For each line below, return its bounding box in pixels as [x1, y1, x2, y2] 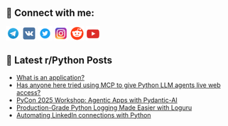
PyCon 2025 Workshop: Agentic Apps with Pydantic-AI [16, 96, 178, 104]
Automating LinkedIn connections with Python [16, 110, 151, 119]
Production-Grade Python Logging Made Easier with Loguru [16, 103, 192, 112]
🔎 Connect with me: [6, 7, 94, 19]
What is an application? [16, 73, 85, 81]
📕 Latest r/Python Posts [6, 55, 113, 67]
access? [16, 88, 41, 96]
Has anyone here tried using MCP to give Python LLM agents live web [16, 81, 221, 89]
